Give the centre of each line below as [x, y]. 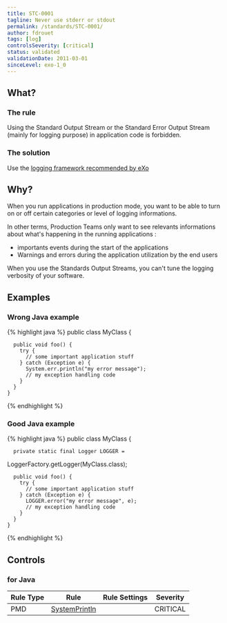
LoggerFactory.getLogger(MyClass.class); [67, 464]
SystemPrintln [73, 609]
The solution [29, 153]
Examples [29, 297]
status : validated [33, 52]
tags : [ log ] [24, 39]
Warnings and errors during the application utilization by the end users [117, 255]
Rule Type [28, 597]
